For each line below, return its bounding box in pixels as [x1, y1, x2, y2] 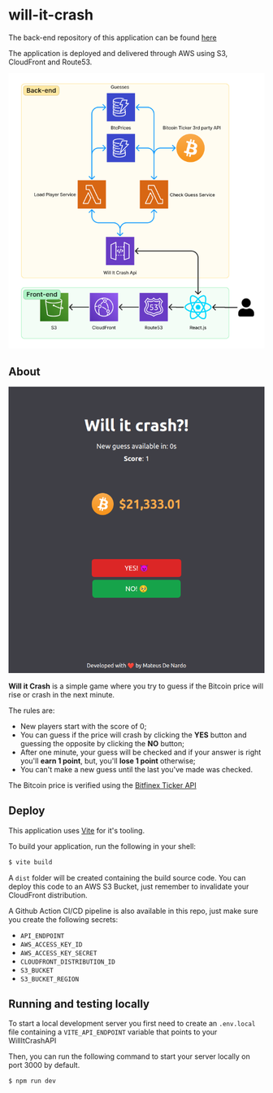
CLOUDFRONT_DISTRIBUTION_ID [19, 958, 115, 966]
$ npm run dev [8, 1077, 57, 1086]
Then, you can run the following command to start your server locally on [8, 1051, 250, 1061]
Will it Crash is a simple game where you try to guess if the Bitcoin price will [8, 681, 264, 691]
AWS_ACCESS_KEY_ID [19, 940, 83, 949]
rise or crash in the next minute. [8, 689, 115, 699]
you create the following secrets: [8, 914, 119, 925]
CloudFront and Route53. [8, 57, 93, 67]
